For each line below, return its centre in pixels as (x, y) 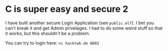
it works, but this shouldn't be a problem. (48, 33)
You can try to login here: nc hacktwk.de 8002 (52, 43)
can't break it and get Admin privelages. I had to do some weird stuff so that (84, 28)
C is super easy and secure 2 (67, 9)
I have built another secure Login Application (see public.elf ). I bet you (80, 23)
